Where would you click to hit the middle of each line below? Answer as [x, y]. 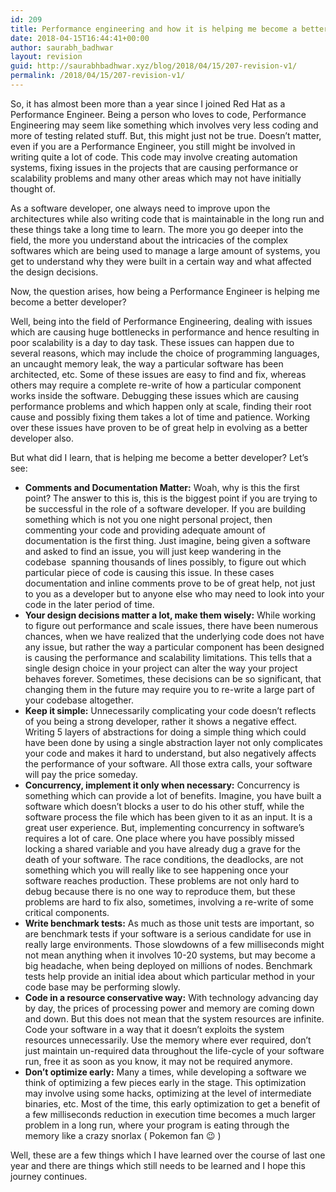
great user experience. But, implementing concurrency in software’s [164, 827]
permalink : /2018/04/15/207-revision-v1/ [98, 76]
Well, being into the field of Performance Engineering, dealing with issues [161, 321]
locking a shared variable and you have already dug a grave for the [163, 848]
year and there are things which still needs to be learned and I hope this [158, 1165]
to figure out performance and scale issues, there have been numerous [171, 625]
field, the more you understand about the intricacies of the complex [149, 240]
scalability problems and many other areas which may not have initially [156, 178]
